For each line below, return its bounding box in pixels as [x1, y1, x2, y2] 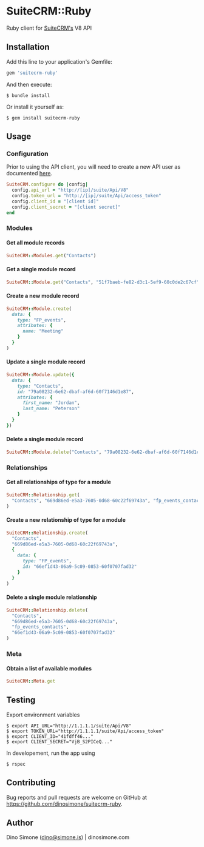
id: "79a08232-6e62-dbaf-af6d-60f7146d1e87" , [17, 388, 135, 395]
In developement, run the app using [6, 749, 95, 757]
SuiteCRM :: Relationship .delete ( [6, 607, 88, 613]
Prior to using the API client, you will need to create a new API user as [6, 163, 181, 170]
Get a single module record [6, 266, 76, 273]
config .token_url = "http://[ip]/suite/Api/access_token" [12, 193, 162, 199]
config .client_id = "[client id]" [12, 198, 99, 204]
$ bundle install [6, 92, 50, 98]
